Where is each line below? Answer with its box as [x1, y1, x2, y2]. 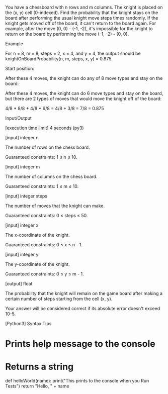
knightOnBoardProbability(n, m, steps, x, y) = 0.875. [5, 56, 113, 62]
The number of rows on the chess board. [5, 144, 90, 150]
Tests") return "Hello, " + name [5, 383, 69, 389]
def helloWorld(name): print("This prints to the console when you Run [5, 378, 149, 384]
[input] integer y [5, 251, 39, 257]
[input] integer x [5, 222, 39, 228]
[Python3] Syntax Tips [5, 321, 52, 326]
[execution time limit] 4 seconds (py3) [5, 125, 84, 131]
